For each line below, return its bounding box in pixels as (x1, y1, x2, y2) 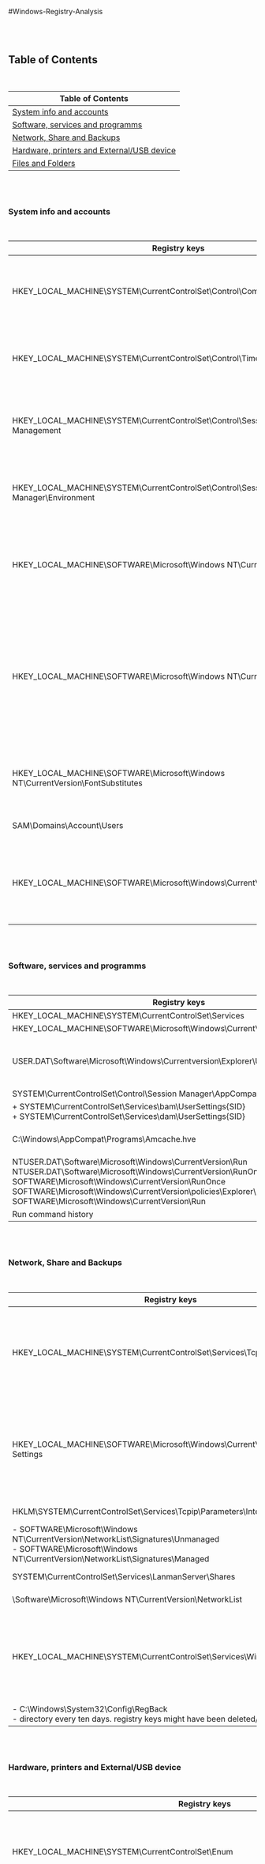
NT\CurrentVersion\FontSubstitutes (12, 778, 144, 789)
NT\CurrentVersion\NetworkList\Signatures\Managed (12, 1553, 210, 1564)
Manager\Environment (12, 492, 95, 503)
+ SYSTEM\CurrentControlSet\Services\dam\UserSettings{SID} (12, 1111, 246, 1122)
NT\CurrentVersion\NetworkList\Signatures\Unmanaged (12, 1533, 220, 1544)
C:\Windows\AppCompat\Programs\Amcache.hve (12, 1134, 196, 1145)
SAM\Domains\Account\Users (12, 820, 124, 831)
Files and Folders (12, 157, 76, 168)
